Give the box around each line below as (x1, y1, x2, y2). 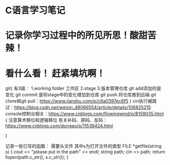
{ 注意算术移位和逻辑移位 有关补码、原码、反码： (5, 117, 108, 123)
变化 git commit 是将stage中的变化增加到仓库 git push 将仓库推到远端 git (5, 92, 156, 98)
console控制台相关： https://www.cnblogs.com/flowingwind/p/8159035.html (5, 111, 164, 117)
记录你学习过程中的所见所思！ (5, 30, 130, 41)
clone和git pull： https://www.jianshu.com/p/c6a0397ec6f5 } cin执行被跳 (5, 98, 157, 104)
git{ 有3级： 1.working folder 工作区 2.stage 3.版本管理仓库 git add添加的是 (5, 85, 161, 91)
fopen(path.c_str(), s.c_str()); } (5, 154, 69, 160)
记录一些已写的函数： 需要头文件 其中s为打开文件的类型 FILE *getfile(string (5, 143, 162, 149)
